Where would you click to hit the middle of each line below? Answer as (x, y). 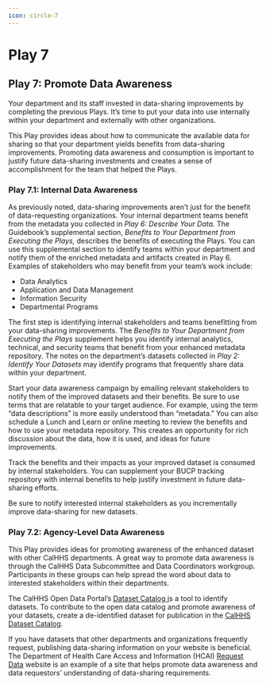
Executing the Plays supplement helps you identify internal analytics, (121, 339)
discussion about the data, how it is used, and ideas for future (109, 438)
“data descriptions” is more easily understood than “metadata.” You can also (133, 413)
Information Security (53, 298)
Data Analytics (43, 281)
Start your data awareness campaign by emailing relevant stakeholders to (129, 388)
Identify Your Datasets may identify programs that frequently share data (126, 364)
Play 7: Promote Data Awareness (90, 84)
